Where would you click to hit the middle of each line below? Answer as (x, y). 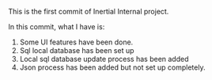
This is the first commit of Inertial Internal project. (89, 11)
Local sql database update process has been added (104, 59)
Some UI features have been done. (76, 42)
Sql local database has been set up (77, 50)
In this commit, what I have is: (57, 27)
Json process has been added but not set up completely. (112, 67)
